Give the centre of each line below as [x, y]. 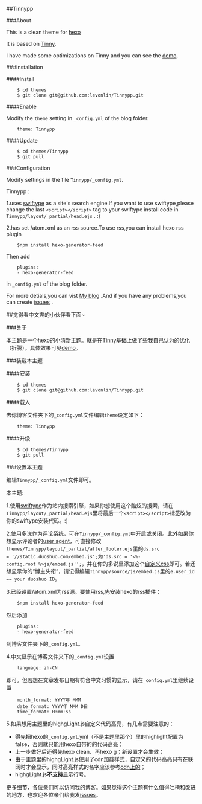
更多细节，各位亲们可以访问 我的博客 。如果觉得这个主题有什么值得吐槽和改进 [101, 787]
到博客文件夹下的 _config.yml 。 [45, 644]
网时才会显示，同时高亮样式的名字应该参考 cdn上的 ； [80, 767]
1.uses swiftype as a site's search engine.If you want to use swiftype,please [100, 203]
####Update [22, 140]
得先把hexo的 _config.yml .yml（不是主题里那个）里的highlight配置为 [99, 737]
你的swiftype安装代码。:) [37, 521]
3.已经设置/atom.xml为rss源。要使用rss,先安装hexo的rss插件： [84, 592]
